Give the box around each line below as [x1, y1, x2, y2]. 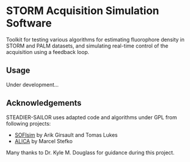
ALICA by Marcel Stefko [14, 137, 73, 144]
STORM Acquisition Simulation [6, 4, 159, 18]
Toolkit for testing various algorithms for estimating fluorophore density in [6, 36, 185, 43]
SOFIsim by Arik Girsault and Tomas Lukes [14, 131, 118, 139]
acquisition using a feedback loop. [6, 48, 89, 55]
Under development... [6, 81, 59, 88]
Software [6, 16, 52, 30]
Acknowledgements [6, 98, 82, 108]
